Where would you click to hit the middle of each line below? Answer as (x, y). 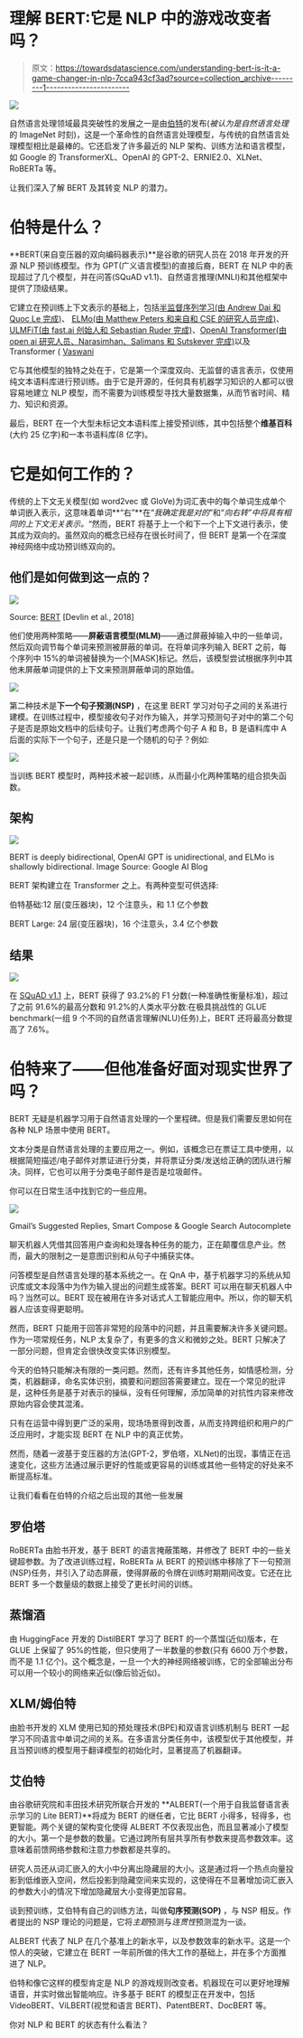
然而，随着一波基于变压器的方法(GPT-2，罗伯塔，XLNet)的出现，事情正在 (146, 1454)
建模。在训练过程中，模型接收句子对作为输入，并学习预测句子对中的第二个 (147, 717)
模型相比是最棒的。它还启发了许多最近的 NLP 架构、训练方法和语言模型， (153, 146)
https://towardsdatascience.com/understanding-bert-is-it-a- (168, 68)
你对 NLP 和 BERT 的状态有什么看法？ (79, 2024)
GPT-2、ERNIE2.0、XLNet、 (215, 157)
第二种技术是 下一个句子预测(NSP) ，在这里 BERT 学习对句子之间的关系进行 (148, 705)
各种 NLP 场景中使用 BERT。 (62, 1130)
